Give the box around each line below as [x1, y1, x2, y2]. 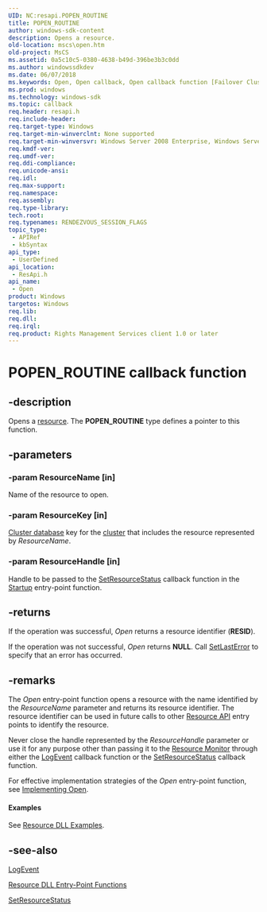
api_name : [8, 277, 41, 286]
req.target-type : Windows [8, 122, 94, 130]
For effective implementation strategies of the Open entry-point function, [8, 776, 247, 786]
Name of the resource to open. [8, 490, 109, 499]
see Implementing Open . [8, 785, 89, 794]
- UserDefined [11, 255, 59, 263]
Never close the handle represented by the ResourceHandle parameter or [8, 735, 249, 745]
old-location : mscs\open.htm [8, 41, 105, 49]
